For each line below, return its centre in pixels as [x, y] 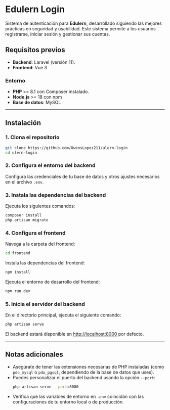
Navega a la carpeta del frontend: [40, 244]
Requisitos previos [35, 50]
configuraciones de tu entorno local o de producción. [68, 402]
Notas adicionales [34, 355]
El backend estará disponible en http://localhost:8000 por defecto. [75, 334]
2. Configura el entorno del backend [50, 165]
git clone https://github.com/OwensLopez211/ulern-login [67, 148]
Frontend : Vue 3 [30, 67]
